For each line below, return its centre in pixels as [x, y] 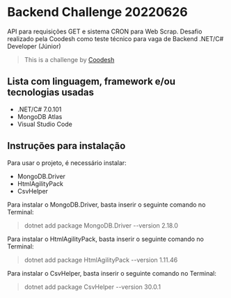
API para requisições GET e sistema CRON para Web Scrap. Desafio [105, 31]
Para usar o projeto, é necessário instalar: [67, 163]
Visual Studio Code [45, 124]
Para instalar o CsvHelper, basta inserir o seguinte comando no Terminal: [112, 273]
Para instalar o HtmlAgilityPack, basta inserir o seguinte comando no [105, 239]
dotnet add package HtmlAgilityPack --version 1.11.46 [101, 260]
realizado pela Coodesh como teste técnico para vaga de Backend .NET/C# [115, 38]
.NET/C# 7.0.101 [39, 109]
